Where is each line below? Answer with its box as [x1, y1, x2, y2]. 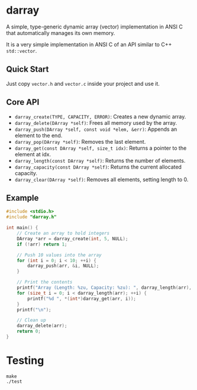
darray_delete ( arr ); [17, 323, 67, 329]
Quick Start [6, 65, 49, 75]
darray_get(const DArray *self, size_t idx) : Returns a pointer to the [14, 144, 187, 152]
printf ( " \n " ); [17, 307, 51, 312]
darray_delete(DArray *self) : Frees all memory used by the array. [14, 119, 177, 126]
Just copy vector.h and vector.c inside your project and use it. [6, 80, 160, 87]
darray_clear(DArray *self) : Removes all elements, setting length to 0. [14, 176, 189, 183]
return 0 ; [17, 328, 41, 334]
